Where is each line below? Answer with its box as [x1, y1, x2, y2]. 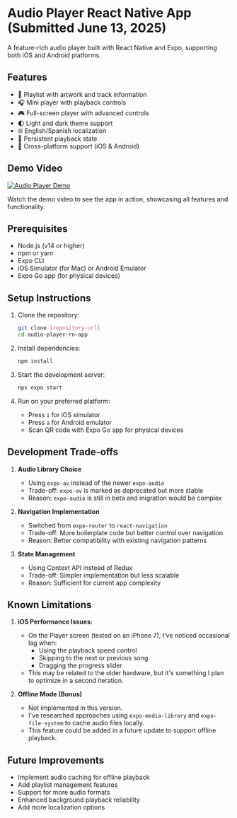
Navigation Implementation [17, 507, 100, 515]
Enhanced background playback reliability [17, 795, 140, 804]
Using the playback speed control [38, 646, 137, 655]
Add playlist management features [17, 781, 118, 789]
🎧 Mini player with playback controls [17, 98, 127, 107]
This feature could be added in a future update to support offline [28, 726, 216, 735]
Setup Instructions [7, 292, 91, 304]
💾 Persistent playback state [17, 134, 98, 143]
